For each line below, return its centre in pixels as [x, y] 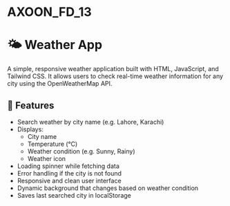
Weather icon [47, 158]
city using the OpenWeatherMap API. [60, 84]
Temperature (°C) [52, 144]
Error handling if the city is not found [69, 173]
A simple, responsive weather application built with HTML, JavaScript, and [113, 69]
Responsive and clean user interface [69, 180]
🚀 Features [31, 105]
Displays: [30, 129]
